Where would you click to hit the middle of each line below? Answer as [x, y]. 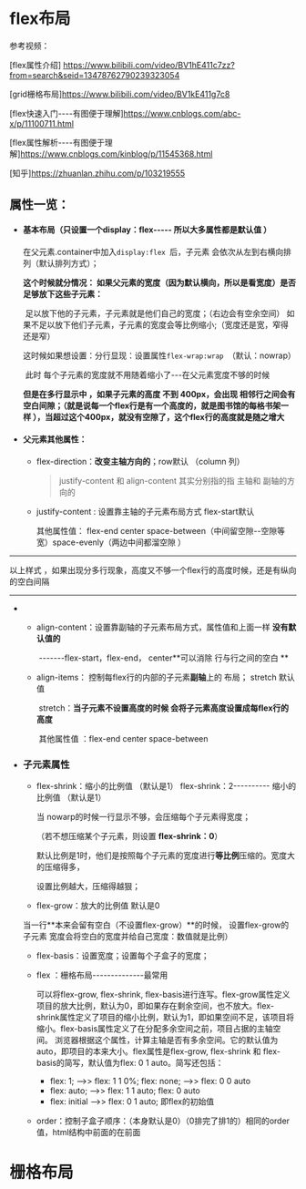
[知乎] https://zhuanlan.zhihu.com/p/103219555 [97, 173]
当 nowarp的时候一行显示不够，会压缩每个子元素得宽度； [143, 817]
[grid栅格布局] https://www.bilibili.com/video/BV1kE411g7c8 [120, 94]
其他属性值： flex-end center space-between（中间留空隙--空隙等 [160, 530]
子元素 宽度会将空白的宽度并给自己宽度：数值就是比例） [127, 937]
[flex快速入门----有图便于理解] [67, 113]
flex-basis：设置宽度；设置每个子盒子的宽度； [122, 956]
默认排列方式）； [69, 263]
